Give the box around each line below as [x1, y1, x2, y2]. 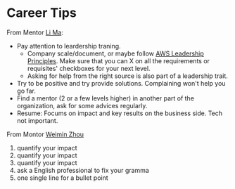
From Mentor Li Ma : [6, 28, 64, 37]
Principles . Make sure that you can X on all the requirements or [27, 56, 210, 65]
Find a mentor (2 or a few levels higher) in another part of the [16, 93, 195, 103]
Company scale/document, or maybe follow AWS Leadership [27, 49, 205, 58]
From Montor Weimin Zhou [6, 130, 84, 138]
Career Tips [6, 5, 77, 21]
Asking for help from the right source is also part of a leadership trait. [27, 72, 228, 80]
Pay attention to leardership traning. [16, 41, 121, 50]
